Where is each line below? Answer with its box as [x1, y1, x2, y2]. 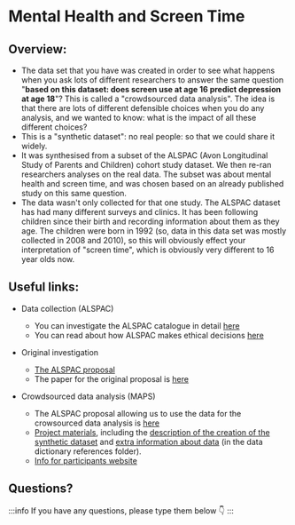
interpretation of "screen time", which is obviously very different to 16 [20, 244, 275, 255]
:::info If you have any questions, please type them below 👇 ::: [8, 505, 234, 516]
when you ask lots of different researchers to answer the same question [20, 75, 284, 85]
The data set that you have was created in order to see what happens [20, 65, 276, 76]
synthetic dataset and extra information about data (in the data [34, 436, 263, 447]
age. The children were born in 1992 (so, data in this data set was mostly [20, 226, 287, 236]
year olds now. [20, 254, 75, 264]
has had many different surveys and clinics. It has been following [20, 207, 259, 217]
